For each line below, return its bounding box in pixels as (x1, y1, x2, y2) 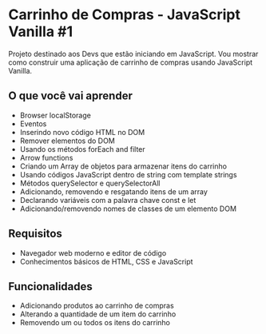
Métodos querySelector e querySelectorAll (19, 178, 161, 188)
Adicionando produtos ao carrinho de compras (19, 301, 174, 311)
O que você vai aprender (8, 89, 133, 103)
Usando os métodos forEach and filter (19, 144, 145, 153)
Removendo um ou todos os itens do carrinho (19, 318, 170, 328)
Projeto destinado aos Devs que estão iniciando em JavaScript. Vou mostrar (8, 49, 259, 58)
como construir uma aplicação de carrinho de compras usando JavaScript (8, 58, 253, 67)
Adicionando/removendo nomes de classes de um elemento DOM (19, 204, 237, 213)
